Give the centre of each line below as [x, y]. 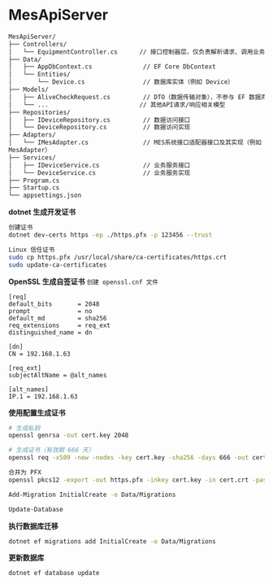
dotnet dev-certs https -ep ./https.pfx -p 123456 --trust [110, 235]
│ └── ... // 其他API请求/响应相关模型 [117, 105]
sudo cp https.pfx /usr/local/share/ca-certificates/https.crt [118, 257]
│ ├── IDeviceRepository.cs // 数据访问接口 [100, 120]
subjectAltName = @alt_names [58, 375]
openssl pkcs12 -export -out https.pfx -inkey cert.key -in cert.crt [129, 480]
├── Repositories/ [39, 112]
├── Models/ [28, 90]
